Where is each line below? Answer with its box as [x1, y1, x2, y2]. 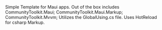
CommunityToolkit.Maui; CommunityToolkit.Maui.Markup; [5, 9, 123, 15]
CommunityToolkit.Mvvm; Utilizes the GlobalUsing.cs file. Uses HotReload [5, 15, 157, 20]
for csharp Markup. [5, 19, 45, 25]
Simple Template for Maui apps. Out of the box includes [5, 4, 120, 10]
